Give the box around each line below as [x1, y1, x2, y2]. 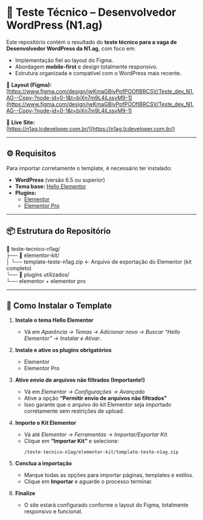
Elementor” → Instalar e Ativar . [24, 335, 101, 342]
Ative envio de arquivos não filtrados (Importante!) [14, 376, 145, 384]
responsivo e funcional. [24, 508, 83, 515]
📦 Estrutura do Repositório [6, 226, 111, 236]
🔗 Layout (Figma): [6, 81, 52, 88]
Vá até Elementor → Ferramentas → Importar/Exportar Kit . [24, 431, 169, 438]
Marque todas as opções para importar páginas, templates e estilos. [24, 472, 194, 479]
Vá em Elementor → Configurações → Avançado [24, 388, 145, 396]
